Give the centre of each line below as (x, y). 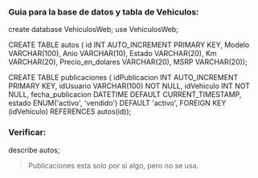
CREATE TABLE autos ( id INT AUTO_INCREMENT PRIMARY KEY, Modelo (129, 45)
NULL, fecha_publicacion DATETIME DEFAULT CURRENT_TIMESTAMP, (125, 95)
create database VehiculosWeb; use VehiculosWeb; (94, 30)
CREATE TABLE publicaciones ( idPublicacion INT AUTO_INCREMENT (123, 78)
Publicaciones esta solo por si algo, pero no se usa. (113, 165)
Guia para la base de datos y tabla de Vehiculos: (104, 12)
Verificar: (27, 132)
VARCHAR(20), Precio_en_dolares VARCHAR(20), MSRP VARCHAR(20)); (128, 62)
